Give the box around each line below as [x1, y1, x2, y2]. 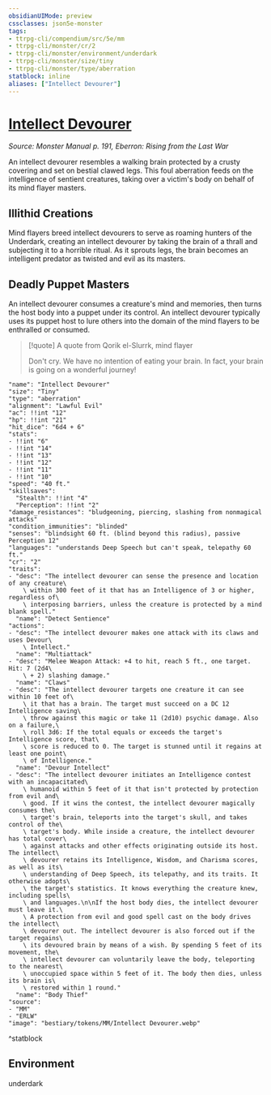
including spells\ [8, 891, 70, 900]
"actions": [8, 622, 45, 630]
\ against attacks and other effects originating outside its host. [23, 842, 259, 850]
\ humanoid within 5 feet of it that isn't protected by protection [23, 785, 259, 793]
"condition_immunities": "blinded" [8, 522, 129, 531]
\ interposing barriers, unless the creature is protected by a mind [23, 601, 263, 609]
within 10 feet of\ [8, 693, 74, 702]
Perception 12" [8, 537, 60, 545]
